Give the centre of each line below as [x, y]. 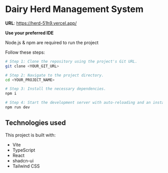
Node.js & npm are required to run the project [52, 42]
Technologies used [35, 123]
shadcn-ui [23, 160]
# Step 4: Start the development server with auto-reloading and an [78, 103]
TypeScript [24, 150]
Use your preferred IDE [29, 33]
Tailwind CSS [26, 166]
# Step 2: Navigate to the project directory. [54, 75]
